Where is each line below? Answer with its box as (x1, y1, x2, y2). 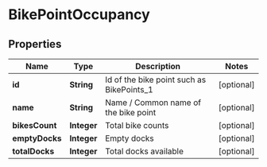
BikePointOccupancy (8, 6, 151, 24)
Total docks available (104, 146, 184, 157)
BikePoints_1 (104, 84, 153, 95)
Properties (8, 37, 62, 51)
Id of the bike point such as (104, 74, 207, 85)
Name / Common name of (104, 97, 201, 108)
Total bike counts (104, 120, 169, 130)
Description (134, 61, 181, 72)
